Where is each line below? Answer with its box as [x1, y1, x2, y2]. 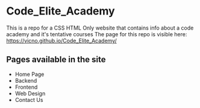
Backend [14, 77, 37, 84]
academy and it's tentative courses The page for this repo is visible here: [6, 30, 187, 37]
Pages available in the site [6, 54, 106, 65]
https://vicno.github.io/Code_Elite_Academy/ [6, 37, 117, 44]
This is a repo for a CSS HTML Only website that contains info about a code [6, 24, 194, 31]
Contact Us [14, 96, 43, 103]
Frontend [14, 83, 38, 91]
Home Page [14, 71, 45, 78]
